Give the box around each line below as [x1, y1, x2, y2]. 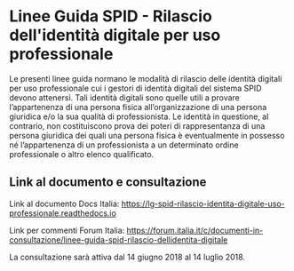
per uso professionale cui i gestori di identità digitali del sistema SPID [9, 83, 262, 93]
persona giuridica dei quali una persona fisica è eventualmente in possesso [9, 130, 285, 140]
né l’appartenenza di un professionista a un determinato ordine [9, 139, 239, 150]
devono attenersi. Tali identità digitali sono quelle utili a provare [9, 92, 240, 103]
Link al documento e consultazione [9, 175, 207, 190]
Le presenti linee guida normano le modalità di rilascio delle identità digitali [9, 73, 282, 84]
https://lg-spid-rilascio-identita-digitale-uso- [121, 198, 286, 209]
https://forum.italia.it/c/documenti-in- [126, 225, 264, 235]
